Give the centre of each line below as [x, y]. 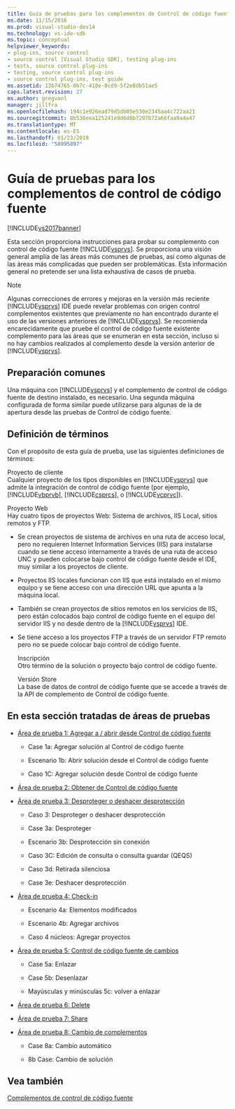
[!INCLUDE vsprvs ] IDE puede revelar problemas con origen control [104, 307]
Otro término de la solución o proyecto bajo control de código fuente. [117, 665]
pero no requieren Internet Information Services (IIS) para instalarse [115, 544]
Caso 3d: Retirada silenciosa [69, 869]
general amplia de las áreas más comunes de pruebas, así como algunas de [116, 257]
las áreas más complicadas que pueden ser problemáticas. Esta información [117, 264]
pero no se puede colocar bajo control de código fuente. [99, 644]
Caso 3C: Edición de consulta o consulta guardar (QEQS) [110, 855]
